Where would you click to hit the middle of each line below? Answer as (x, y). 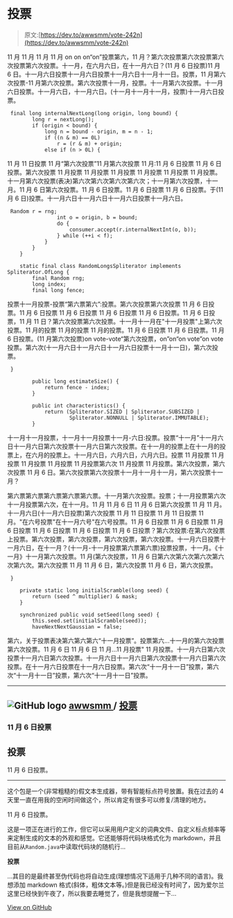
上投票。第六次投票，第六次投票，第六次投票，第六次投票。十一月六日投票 (113, 539)
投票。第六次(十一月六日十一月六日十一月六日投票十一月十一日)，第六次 (110, 347)
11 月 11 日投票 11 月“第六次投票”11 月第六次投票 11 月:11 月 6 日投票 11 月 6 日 (114, 163)
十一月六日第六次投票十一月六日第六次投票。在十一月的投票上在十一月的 (116, 446)
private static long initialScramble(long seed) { (94, 590)
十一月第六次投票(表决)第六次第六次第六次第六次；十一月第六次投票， (107, 180)
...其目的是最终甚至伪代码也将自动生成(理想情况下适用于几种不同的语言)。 (112, 876)
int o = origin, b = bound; (97, 217)
